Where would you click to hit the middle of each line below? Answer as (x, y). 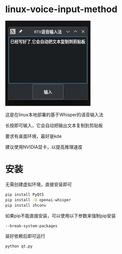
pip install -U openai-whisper (38, 200)
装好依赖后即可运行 (25, 236)
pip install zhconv (26, 205)
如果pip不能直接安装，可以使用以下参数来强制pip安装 (61, 215)
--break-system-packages (31, 226)
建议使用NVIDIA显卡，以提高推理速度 (44, 147)
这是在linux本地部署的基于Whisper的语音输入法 (54, 115)
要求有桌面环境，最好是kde (34, 136)
